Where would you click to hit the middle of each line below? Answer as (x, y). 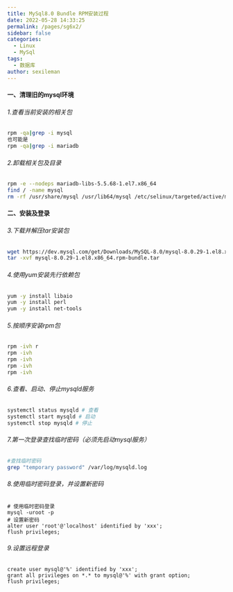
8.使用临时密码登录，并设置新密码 (55, 484)
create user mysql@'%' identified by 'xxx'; (72, 569)
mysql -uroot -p (31, 512)
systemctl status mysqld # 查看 (53, 410)
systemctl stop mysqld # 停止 (50, 423)
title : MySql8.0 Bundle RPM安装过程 (58, 14)
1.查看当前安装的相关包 (40, 112)
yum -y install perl (37, 303)
